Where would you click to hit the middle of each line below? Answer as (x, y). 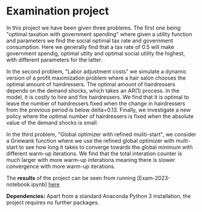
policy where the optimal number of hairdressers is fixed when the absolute (100, 116)
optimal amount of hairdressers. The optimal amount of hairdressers (91, 84)
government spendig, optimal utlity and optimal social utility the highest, (96, 53)
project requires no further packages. (53, 202)
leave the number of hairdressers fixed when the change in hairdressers (96, 103)
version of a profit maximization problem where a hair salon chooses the (96, 78)
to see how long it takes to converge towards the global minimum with (106, 147)
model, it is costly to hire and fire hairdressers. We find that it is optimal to (98, 97)
